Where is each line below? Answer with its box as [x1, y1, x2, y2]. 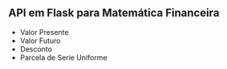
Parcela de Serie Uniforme [19, 52, 107, 62]
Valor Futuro [19, 36, 61, 45]
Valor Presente [19, 27, 70, 36]
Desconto [19, 44, 52, 54]
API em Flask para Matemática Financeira [8, 6, 220, 20]
